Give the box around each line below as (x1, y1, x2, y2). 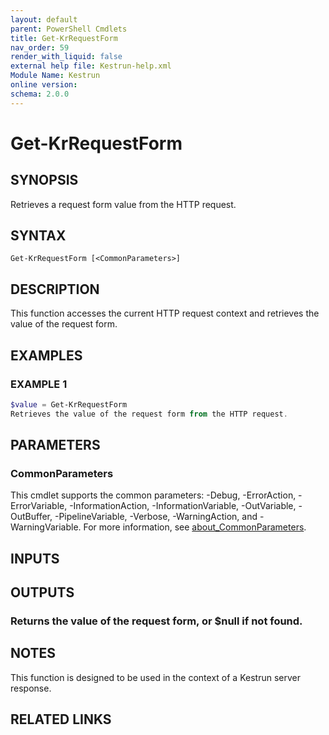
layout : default (10, 14, 78, 25)
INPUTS (10, 550, 60, 567)
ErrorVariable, (10, 500, 68, 512)
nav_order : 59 (10, 42, 70, 53)
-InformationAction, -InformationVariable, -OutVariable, (69, 500, 297, 512)
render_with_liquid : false (10, 52, 123, 62)
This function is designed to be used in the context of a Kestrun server (10, 671, 301, 683)
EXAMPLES (10, 347, 83, 364)
